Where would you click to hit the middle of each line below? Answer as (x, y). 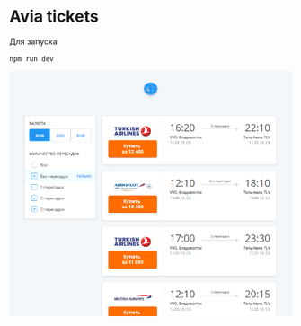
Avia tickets (54, 17)
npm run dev (31, 59)
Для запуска (34, 41)
